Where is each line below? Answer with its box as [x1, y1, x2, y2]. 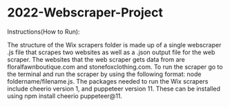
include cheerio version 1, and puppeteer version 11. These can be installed [7, 84, 221, 93]
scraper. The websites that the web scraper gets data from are [7, 55, 185, 63]
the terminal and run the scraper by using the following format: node [7, 70, 202, 78]
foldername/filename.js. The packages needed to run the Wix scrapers [7, 77, 209, 85]
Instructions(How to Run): [7, 27, 81, 36]
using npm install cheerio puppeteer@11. [7, 91, 123, 100]
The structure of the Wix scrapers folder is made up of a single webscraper [7, 40, 222, 49]
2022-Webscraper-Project [7, 5, 164, 21]
